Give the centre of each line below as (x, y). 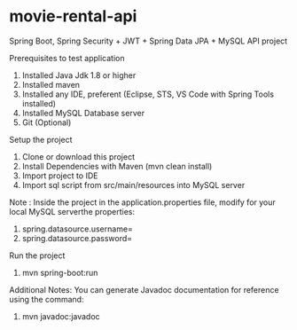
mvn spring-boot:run (60, 272)
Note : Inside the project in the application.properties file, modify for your (143, 202)
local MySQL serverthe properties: (72, 211)
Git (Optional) (47, 122)
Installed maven (51, 84)
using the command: (47, 299)
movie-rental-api (73, 16)
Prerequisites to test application (67, 58)
